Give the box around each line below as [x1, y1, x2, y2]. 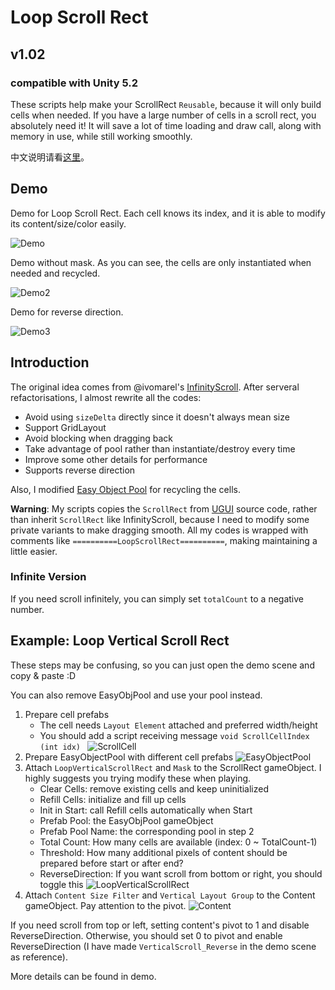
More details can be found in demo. [10, 970, 157, 982]
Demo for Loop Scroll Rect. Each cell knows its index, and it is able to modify [10, 207, 326, 219]
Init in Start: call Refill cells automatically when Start [39, 804, 253, 816]
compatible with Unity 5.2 [10, 76, 139, 90]
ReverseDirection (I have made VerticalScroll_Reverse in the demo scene [10, 940, 317, 952]
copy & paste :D [10, 669, 77, 681]
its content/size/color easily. [10, 217, 127, 230]
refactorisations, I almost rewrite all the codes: [10, 391, 202, 403]
